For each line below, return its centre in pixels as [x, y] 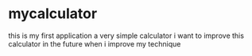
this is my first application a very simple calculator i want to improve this [126, 35]
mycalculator [53, 14]
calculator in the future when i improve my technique [95, 43]
